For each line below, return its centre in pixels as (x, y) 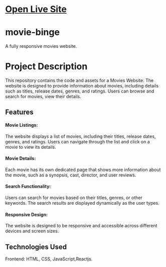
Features (19, 112)
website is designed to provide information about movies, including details (82, 86)
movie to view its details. (31, 147)
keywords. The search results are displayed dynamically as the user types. (82, 203)
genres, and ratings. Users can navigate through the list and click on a (78, 141)
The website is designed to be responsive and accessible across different (81, 226)
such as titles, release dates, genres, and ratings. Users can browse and (80, 91)
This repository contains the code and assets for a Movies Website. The (79, 80)
